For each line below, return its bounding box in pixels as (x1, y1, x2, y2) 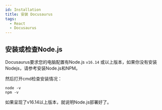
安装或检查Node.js (5, 45, 63, 53)
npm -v (5, 90, 19, 95)
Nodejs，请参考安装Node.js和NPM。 (5, 65, 81, 71)
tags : (5, 16, 16, 21)
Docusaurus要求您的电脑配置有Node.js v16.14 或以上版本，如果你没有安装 (5, 59, 158, 65)
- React (9, 21, 26, 26)
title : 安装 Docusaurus (5, 12, 53, 17)
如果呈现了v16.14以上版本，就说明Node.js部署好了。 (5, 99, 112, 105)
